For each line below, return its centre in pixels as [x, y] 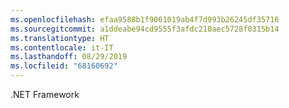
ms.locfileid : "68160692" [64, 66]
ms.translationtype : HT [60, 38]
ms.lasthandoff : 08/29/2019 [69, 57]
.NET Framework [45, 94]
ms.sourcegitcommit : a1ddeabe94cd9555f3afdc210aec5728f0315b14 [145, 29]
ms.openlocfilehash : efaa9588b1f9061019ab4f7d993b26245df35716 [145, 19]
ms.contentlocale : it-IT [62, 47]
